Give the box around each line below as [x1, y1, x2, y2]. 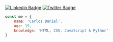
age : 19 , [14, 23, 32, 28]
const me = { [5, 14, 32, 19]
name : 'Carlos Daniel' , [14, 19, 63, 24]
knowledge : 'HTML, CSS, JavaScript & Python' [14, 28, 109, 33]
